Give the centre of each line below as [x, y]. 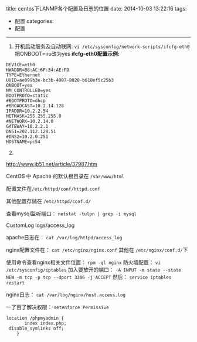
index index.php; [45, 323]
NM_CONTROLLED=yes [28, 90]
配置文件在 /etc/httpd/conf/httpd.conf [53, 189]
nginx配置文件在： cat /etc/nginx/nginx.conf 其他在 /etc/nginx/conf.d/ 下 [97, 250]
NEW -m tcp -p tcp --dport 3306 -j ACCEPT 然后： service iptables [89, 277]
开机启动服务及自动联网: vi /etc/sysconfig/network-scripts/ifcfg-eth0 [102, 46]
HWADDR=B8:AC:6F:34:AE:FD [38, 70]
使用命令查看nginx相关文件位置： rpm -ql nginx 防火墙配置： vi [84, 262]
